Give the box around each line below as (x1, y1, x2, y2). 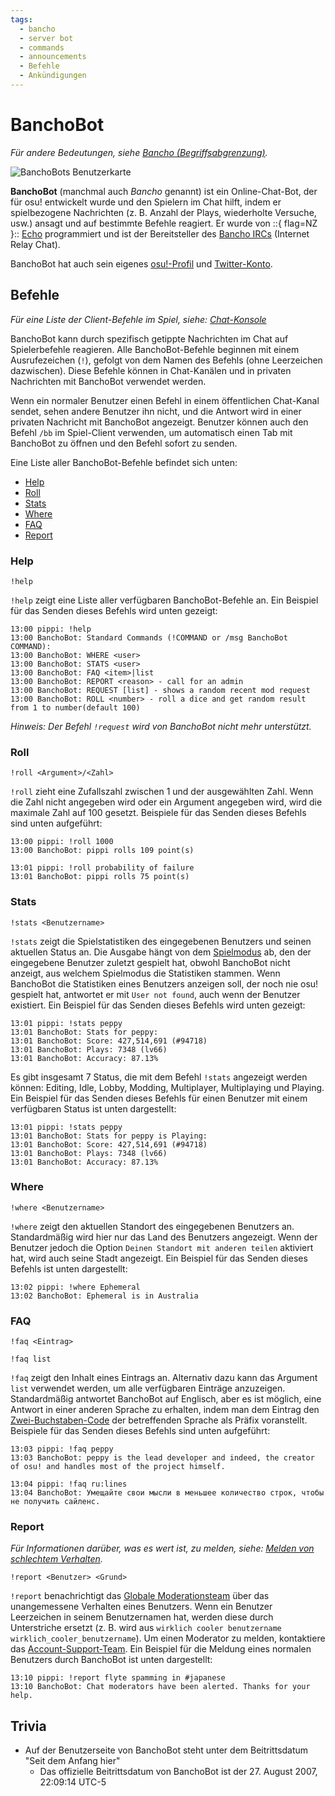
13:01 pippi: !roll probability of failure (10, 863, 195, 873)
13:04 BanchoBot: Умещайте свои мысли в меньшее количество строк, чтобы (10, 1488, 325, 1498)
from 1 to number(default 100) (10, 702, 141, 713)
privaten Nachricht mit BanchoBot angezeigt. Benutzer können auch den (10, 416, 309, 428)
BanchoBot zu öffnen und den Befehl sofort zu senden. (10, 437, 238, 449)
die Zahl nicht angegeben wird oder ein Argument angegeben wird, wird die (10, 796, 323, 808)
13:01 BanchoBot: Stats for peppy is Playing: (10, 1131, 208, 1141)
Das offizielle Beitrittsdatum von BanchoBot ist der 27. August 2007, (39, 1766, 318, 1778)
